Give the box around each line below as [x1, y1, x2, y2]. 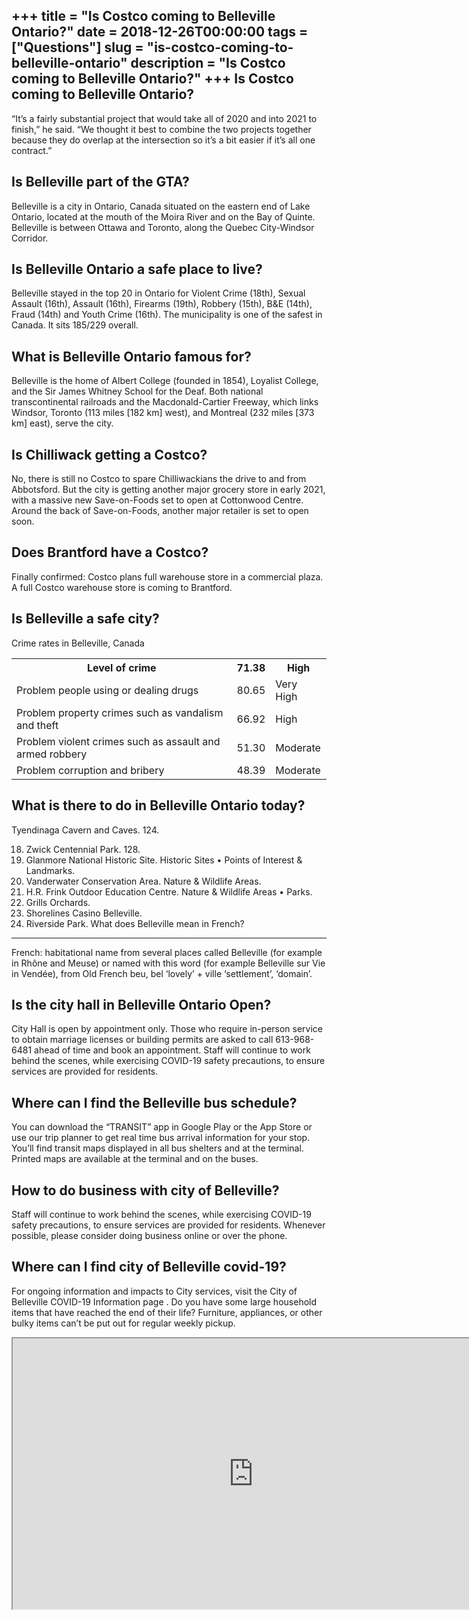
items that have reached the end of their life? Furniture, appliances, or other [11, 1306, 323, 1318]
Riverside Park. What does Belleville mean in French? [25, 917, 245, 929]
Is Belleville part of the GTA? [11, 174, 190, 191]
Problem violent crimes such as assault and [16, 734, 221, 748]
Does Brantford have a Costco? [11, 544, 209, 561]
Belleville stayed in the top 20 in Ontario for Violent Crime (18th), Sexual [11, 287, 306, 299]
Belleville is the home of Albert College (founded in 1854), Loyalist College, [11, 375, 319, 387]
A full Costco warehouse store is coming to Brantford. [11, 581, 233, 593]
